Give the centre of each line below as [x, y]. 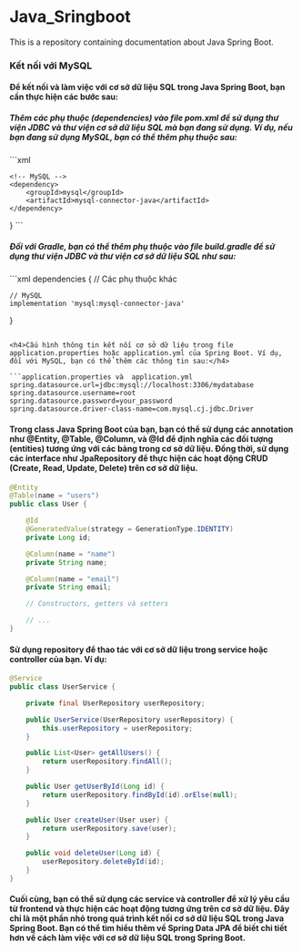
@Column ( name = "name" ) [71, 554]
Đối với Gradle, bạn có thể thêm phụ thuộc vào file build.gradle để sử [142, 247]
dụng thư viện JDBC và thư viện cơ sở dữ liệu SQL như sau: [123, 256]
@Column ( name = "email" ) [73, 579]
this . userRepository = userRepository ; [118, 728]
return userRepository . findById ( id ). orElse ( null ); [140, 794]
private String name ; [66, 562]
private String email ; [69, 588]
